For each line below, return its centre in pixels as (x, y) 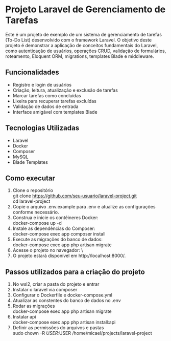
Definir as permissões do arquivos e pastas (58, 328)
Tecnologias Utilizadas (42, 128)
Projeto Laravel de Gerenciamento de (86, 9)
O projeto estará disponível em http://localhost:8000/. (69, 256)
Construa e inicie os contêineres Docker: (55, 218)
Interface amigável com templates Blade (55, 112)
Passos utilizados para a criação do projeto (75, 272)
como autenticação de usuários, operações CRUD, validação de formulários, (86, 51)
